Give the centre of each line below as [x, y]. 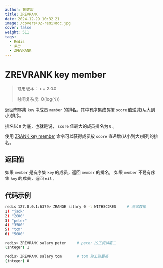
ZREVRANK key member [55, 75]
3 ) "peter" [16, 221]
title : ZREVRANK [21, 14]
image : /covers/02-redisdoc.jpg [38, 23]
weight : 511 [17, 32]
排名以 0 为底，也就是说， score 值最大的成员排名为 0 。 [61, 126]
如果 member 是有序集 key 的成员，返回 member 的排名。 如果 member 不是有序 [80, 172]
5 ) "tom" [14, 230]
